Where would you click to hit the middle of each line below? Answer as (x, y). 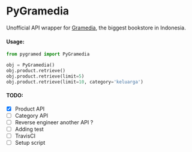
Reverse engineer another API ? (54, 122)
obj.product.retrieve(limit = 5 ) (45, 76)
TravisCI (25, 136)
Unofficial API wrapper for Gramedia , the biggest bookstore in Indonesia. (96, 28)
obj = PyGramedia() (31, 65)
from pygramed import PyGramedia (48, 54)
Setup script (30, 143)
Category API (31, 115)
